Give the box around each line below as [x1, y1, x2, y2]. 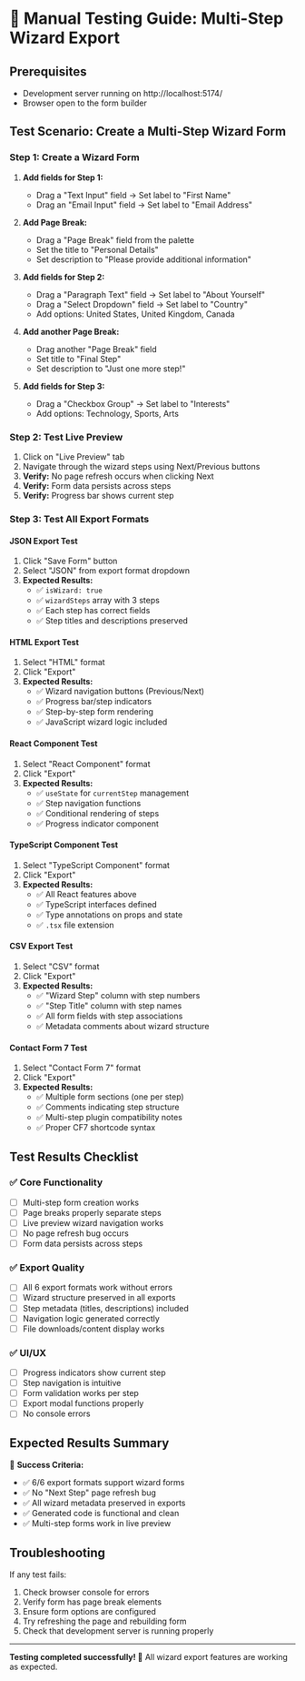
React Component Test [9, 737, 98, 749]
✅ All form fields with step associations [35, 1010, 183, 1021]
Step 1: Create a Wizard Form [9, 151, 141, 164]
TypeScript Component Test [9, 839, 119, 850]
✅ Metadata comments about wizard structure [35, 1020, 210, 1031]
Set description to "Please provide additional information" [35, 254, 252, 265]
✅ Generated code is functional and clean [22, 1508, 180, 1519]
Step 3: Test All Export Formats [9, 512, 150, 525]
